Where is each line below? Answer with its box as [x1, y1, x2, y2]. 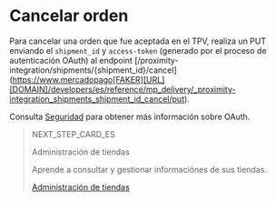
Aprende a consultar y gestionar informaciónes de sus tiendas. [31, 164, 268, 175]
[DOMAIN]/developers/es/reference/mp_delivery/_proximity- [9, 84, 236, 95]
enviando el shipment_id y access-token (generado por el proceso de [9, 45, 267, 55]
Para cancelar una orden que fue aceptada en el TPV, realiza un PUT [9, 35, 266, 46]
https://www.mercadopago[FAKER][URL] [12, 74, 165, 85]
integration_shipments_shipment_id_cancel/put [9, 93, 184, 105]
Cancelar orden [9, 5, 129, 26]
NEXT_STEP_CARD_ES [31, 128, 115, 139]
